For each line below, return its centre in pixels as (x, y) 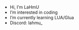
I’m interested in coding (34, 12)
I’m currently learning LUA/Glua (42, 17)
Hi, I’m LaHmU (24, 7)
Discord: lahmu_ (26, 23)
